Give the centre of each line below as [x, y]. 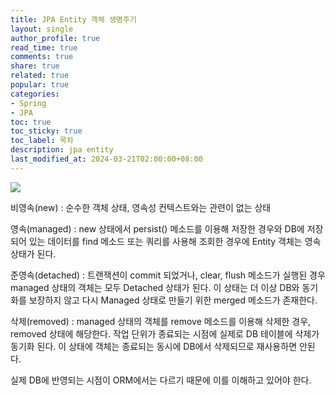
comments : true [42, 57]
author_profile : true [55, 38]
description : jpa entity [62, 150]
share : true [35, 66]
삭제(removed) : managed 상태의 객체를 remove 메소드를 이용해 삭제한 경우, [161, 321]
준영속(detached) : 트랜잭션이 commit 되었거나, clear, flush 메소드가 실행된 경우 [168, 275]
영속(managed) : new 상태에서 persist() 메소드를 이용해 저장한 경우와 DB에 [157, 228]
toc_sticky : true [46, 131]
